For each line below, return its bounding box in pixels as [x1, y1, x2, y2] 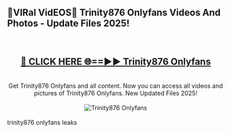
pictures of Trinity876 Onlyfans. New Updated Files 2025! [34, 89, 198, 97]
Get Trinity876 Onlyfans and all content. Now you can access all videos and [8, 81, 223, 90]
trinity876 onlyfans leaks [7, 118, 77, 126]
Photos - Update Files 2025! [7, 18, 130, 30]
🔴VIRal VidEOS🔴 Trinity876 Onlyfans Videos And [7, 7, 221, 19]
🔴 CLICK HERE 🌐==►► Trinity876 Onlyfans [20, 56, 211, 68]
